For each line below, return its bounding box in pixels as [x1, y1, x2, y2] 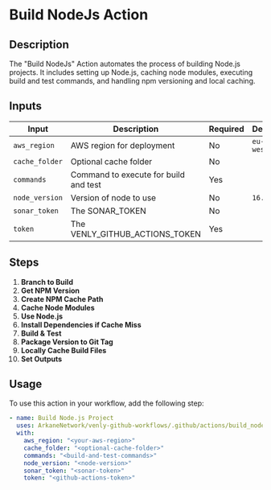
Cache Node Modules [20, 303, 95, 312]
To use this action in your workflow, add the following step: [9, 398, 204, 408]
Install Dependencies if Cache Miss [20, 319, 142, 329]
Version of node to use [70, 191, 156, 203]
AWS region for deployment [70, 139, 175, 150]
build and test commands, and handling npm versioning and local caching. [9, 76, 256, 85]
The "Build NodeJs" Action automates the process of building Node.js [9, 59, 240, 68]
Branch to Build [20, 277, 73, 286]
